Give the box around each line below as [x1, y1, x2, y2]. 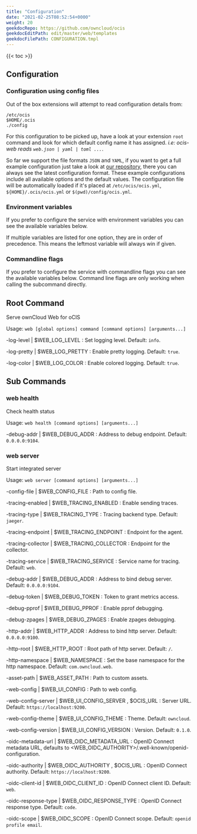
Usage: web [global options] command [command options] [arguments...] [6, 325, 186, 333]
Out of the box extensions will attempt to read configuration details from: [6, 100, 183, 107]
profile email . [6, 822, 42, 829]
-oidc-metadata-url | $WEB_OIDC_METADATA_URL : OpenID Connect [6, 738, 175, 745]
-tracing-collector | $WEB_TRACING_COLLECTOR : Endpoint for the [6, 540, 170, 547]
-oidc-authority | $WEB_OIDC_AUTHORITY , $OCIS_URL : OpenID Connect [6, 762, 188, 769]
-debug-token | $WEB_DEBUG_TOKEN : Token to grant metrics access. [6, 593, 179, 600]
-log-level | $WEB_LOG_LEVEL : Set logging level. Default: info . [6, 337, 161, 344]
